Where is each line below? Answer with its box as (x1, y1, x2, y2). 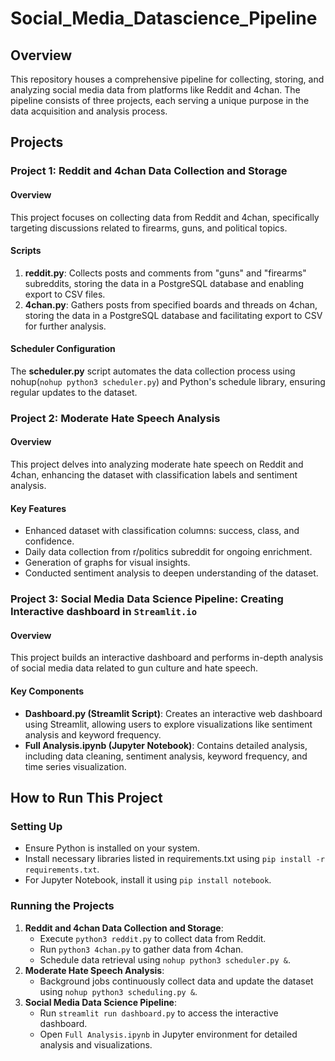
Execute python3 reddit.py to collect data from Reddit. (39, 932, 267, 944)
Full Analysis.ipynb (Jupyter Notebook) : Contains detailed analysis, (24, 739, 308, 751)
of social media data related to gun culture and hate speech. (10, 662, 259, 674)
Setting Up (10, 819, 63, 833)
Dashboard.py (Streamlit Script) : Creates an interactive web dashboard (24, 707, 323, 719)
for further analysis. (24, 320, 107, 332)
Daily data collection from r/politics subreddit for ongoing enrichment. (24, 546, 313, 558)
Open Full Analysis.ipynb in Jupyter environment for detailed (39, 1028, 298, 1040)
